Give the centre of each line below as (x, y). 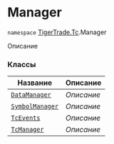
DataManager (31, 95)
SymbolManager (35, 107)
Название (35, 83)
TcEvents (26, 118)
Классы (22, 64)
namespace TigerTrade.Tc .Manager (57, 32)
